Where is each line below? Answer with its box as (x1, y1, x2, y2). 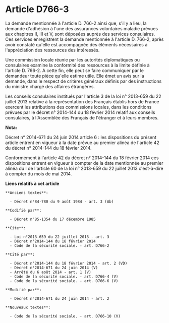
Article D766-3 (5, 4, 69, 15)
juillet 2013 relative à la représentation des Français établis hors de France (5, 98, 159, 104)
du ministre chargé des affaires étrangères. (5, 83, 95, 89)
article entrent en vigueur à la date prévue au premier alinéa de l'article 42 (5, 140, 160, 146)
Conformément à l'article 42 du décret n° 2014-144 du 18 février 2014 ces (5, 155, 159, 161)
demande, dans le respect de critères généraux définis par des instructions (5, 78, 162, 84)
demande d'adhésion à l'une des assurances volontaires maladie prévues (5, 25, 158, 31)
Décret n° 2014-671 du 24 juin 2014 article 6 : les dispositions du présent (5, 134, 157, 140)
